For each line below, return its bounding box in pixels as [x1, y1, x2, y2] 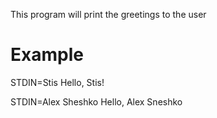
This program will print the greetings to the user [10, 9, 207, 20]
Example [10, 44, 84, 66]
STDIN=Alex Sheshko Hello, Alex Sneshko [10, 95, 183, 108]
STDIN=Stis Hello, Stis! [10, 76, 105, 88]
